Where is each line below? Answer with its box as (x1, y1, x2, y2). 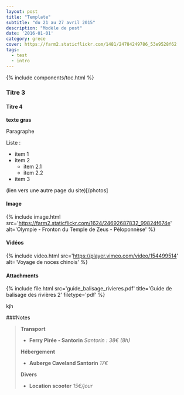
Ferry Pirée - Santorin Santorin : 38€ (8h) (29, 337, 131, 344)
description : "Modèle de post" (6, 25, 83, 31)
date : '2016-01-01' (6, 31, 54, 36)
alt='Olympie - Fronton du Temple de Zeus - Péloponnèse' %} (6, 226, 156, 233)
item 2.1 (23, 163, 42, 170)
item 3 (14, 175, 30, 182)
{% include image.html (6, 213, 61, 220)
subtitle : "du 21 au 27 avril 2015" (6, 19, 96, 25)
